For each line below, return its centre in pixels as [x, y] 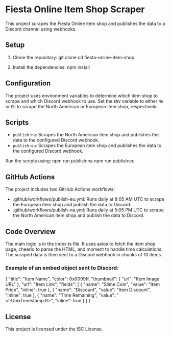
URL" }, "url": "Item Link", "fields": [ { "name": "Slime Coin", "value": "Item [82, 284]
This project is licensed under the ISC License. [54, 329]
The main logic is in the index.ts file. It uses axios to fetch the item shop [80, 244]
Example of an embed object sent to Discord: [62, 268]
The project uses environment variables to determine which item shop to [82, 95]
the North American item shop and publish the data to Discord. [78, 215]
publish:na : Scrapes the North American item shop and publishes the [86, 135]
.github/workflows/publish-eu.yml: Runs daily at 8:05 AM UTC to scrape [88, 199]
